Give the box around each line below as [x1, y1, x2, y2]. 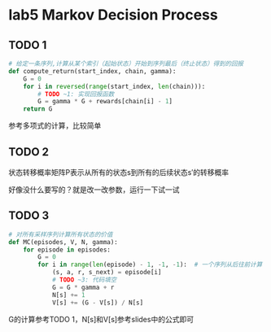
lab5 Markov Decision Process [8, 6, 218, 24]
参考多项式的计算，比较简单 [8, 120, 102, 131]
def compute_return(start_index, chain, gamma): [8, 67, 177, 75]
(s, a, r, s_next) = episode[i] [51, 269, 162, 277]
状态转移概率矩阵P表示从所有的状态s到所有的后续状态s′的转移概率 [8, 167, 229, 177]
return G [23, 105, 53, 113]
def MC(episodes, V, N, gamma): [8, 238, 118, 246]
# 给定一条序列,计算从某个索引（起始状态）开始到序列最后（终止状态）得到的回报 [8, 59, 244, 68]
